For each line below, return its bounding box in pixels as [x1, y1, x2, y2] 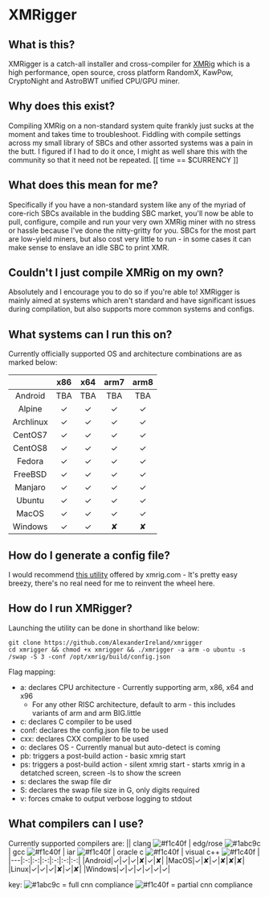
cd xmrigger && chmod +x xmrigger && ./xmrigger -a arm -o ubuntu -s [8, 646, 247, 654]
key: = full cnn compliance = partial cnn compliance [8, 879, 253, 889]
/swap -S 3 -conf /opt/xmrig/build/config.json [8, 652, 171, 661]
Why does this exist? [8, 99, 115, 114]
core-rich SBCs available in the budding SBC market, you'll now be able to [8, 208, 254, 218]
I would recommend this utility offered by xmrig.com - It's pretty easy [8, 570, 238, 580]
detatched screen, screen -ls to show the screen [19, 767, 181, 778]
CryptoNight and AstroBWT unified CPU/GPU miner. [8, 76, 181, 85]
